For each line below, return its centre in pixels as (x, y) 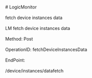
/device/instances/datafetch (34, 71)
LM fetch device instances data (38, 28)
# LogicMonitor (21, 7)
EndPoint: (15, 60)
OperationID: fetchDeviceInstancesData (46, 49)
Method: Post (19, 39)
